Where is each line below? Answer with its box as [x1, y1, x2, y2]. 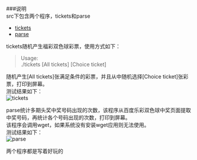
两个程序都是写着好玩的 [6, 148, 63, 155]
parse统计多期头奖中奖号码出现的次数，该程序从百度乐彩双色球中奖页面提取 [6, 107, 191, 113]
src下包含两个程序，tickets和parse [6, 12, 91, 19]
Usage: [20, 55, 38, 61]
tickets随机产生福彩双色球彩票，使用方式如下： [6, 43, 121, 50]
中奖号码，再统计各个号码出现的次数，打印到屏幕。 [6, 114, 131, 121]
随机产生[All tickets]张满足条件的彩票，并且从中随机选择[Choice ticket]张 [6, 73, 183, 80]
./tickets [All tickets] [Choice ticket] [20, 61, 106, 68]
